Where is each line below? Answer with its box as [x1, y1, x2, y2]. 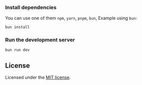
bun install [5, 25, 30, 30]
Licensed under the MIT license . [5, 75, 71, 81]
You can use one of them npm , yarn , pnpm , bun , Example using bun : [5, 15, 138, 21]
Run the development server [5, 37, 75, 43]
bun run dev [5, 47, 30, 53]
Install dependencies [5, 4, 57, 11]
